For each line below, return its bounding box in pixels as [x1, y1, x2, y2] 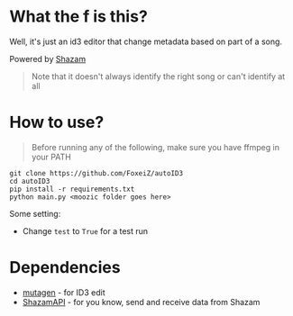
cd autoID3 [9, 176, 50, 185]
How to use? [9, 113, 105, 132]
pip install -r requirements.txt [9, 185, 135, 194]
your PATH [31, 151, 72, 162]
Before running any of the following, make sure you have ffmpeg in [31, 141, 279, 152]
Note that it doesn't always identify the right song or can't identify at [31, 70, 286, 82]
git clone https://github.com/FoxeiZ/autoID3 [9, 168, 183, 177]
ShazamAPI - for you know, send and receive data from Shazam [22, 296, 261, 307]
